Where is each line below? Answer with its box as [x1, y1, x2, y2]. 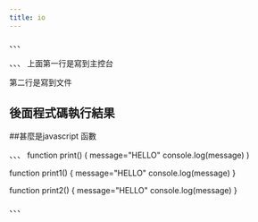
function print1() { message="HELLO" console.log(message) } [9, 167, 237, 179]
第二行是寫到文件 [9, 77, 72, 88]
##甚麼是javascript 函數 [9, 131, 96, 141]
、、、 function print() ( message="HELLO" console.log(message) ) [9, 149, 250, 161]
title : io [9, 13, 46, 22]
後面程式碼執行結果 [9, 106, 115, 121]
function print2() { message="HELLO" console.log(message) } [9, 185, 238, 196]
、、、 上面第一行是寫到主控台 [9, 57, 113, 68]
